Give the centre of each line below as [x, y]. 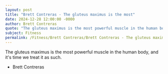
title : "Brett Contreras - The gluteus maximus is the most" [70, 14]
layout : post [19, 10]
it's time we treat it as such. [33, 57]
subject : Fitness [23, 33]
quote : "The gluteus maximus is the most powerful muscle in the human [81, 28]
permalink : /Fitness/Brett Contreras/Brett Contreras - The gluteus [78, 38]
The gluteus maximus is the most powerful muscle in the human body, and [82, 52]
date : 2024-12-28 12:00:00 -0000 [40, 19]
